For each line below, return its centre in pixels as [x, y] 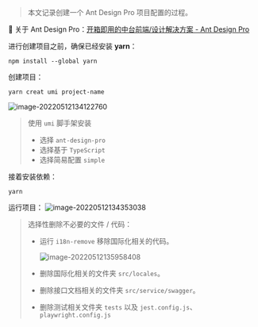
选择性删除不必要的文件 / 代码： [80, 224]
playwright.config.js [75, 315]
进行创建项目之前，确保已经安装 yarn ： [73, 46]
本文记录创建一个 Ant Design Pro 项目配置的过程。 [110, 12]
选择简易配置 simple [72, 160]
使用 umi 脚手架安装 [60, 123]
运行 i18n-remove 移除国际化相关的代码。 [106, 241]
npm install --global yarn [53, 61]
